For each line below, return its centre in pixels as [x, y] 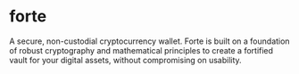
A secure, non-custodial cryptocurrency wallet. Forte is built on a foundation [149, 41]
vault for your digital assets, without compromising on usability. [126, 60]
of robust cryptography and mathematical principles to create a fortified [141, 50]
